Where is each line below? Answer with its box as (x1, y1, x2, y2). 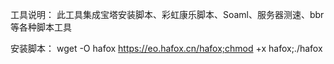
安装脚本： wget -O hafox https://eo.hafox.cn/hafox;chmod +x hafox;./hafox (10, 43, 323, 54)
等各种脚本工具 (10, 21, 72, 33)
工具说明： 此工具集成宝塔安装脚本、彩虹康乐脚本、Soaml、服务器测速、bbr (10, 9, 325, 20)
